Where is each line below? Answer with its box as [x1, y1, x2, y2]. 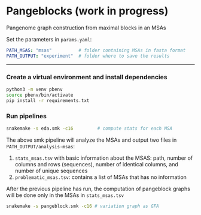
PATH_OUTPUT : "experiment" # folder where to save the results [6, 53, 170, 59]
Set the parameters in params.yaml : [6, 35, 92, 43]
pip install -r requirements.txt [6, 97, 90, 103]
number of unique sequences [14, 167, 88, 174]
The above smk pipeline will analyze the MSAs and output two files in [6, 136, 177, 144]
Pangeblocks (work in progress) [6, 4, 169, 18]
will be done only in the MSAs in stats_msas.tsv [6, 191, 124, 199]
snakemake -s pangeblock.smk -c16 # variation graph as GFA [6, 203, 160, 209]
